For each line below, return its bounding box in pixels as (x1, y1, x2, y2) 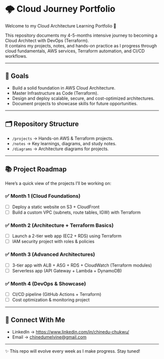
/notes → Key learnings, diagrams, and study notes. (12, 140, 117, 146)
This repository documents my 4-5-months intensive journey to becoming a (5, 32, 158, 38)
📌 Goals (5, 72, 29, 80)
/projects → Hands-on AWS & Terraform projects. (12, 135, 114, 141)
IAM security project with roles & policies (12, 239, 95, 245)
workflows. (5, 53, 28, 59)
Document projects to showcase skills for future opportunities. (12, 100, 138, 106)
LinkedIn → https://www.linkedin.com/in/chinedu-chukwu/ (12, 329, 129, 335)
